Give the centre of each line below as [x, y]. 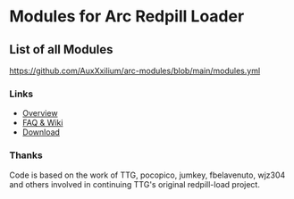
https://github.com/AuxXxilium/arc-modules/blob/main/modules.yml [135, 70]
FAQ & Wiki [42, 123]
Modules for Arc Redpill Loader [127, 17]
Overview [40, 113]
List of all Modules [61, 50]
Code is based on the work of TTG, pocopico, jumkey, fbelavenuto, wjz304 [147, 175]
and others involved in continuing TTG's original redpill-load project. [135, 184]
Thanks [26, 155]
